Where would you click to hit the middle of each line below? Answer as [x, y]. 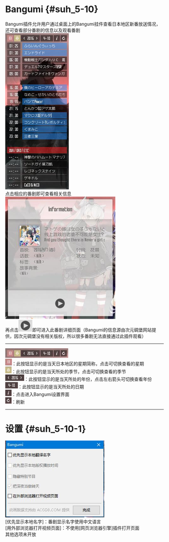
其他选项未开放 [21, 534]
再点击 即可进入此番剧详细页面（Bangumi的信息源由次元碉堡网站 [78, 330]
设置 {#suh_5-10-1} [46, 429]
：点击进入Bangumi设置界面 [40, 394]
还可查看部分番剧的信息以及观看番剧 [43, 30]
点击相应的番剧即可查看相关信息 [38, 194]
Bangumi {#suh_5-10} [52, 9]
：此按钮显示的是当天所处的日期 [51, 387]
